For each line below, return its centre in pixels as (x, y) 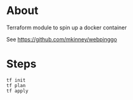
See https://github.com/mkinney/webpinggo (62, 39)
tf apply (17, 91)
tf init (16, 80)
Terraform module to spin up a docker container (66, 27)
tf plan (16, 85)
